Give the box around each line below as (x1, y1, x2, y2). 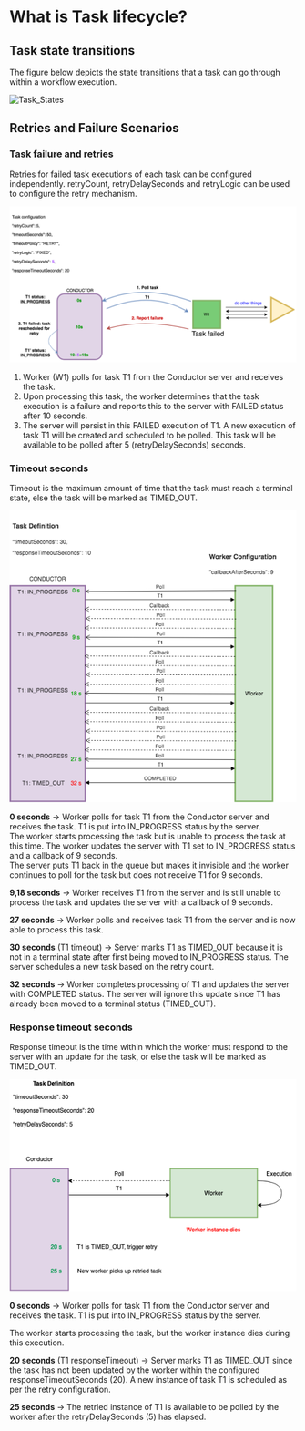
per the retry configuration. (9, 1384, 111, 1395)
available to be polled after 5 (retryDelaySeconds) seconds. (22, 439, 246, 450)
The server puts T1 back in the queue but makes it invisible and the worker (9, 860, 290, 871)
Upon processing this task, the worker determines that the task (22, 390, 259, 402)
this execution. (9, 1337, 65, 1348)
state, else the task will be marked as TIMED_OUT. (9, 492, 198, 503)
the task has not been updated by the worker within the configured (9, 1364, 260, 1375)
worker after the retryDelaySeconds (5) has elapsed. (9, 1411, 207, 1422)
